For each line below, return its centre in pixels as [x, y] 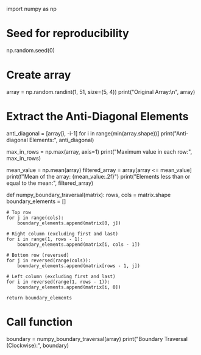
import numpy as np [31, 9]
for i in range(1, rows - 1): [45, 239]
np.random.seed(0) [30, 50]
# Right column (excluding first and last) [62, 234]
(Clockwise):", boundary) [37, 345]
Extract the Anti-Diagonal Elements [97, 117]
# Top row [19, 212]
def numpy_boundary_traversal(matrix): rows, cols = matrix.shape [89, 195]
